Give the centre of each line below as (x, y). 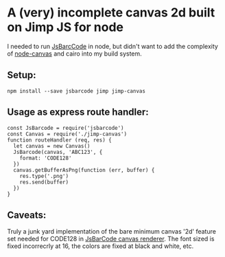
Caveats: (27, 215)
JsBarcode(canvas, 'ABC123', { (58, 152)
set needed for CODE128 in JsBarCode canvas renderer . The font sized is (111, 239)
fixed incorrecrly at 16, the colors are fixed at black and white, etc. (100, 246)
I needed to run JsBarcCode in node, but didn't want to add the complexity (113, 46)
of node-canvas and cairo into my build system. (74, 54)
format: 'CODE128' (46, 158)
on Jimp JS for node (66, 27)
